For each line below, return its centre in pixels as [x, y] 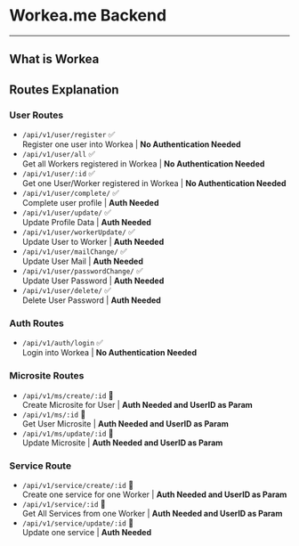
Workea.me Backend [88, 16]
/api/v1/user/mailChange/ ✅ [74, 251]
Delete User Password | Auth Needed [92, 300]
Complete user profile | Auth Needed [90, 203]
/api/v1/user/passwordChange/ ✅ [83, 271]
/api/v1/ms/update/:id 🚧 [68, 433]
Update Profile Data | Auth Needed [86, 223]
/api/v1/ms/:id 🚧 [54, 414]
